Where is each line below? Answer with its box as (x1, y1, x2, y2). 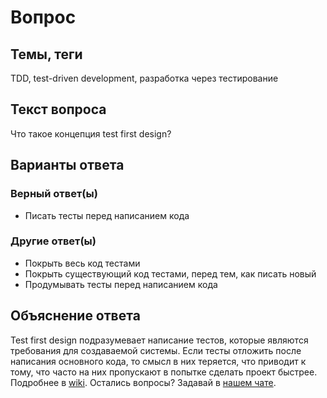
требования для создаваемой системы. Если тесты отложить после (10, 344, 302, 356)
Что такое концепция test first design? (10, 127, 172, 140)
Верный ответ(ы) (10, 187, 98, 201)
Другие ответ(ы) (10, 234, 97, 248)
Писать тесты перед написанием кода (24, 209, 190, 221)
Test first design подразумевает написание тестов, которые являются (10, 334, 309, 346)
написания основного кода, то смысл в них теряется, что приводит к (10, 355, 307, 367)
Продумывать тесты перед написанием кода (24, 278, 218, 290)
